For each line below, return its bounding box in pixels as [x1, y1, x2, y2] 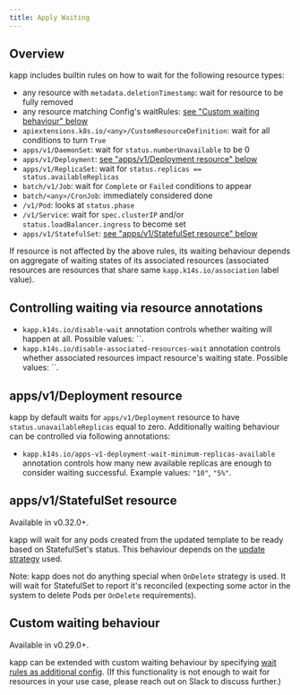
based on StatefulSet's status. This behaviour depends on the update [9, 544, 266, 554]
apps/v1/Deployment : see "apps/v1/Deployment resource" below [21, 154, 258, 165]
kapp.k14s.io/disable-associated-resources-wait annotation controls [21, 343, 281, 354]
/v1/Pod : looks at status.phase [21, 200, 135, 210]
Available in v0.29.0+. [9, 639, 90, 650]
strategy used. [9, 553, 63, 564]
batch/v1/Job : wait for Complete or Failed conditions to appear [21, 181, 253, 192]
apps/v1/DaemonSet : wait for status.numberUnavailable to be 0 [21, 144, 251, 155]
